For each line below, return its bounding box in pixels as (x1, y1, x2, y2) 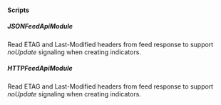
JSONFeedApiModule (7, 22, 73, 31)
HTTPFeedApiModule (7, 64, 73, 73)
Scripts (7, 6, 30, 14)
